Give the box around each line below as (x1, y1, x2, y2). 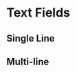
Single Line (6, 33, 56, 44)
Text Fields (6, 5, 70, 21)
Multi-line (6, 55, 49, 67)
